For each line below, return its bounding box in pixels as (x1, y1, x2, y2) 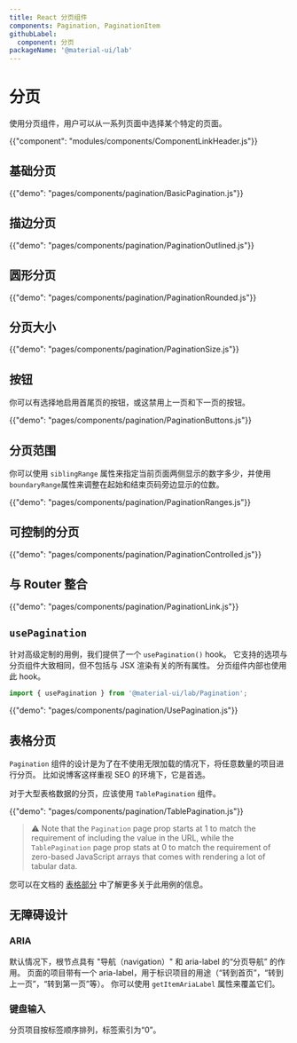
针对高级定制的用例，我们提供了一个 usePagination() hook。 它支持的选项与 (9, 649, 288, 660)
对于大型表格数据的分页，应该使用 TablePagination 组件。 (9, 788, 222, 799)
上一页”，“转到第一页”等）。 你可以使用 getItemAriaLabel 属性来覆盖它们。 (9, 978, 280, 989)
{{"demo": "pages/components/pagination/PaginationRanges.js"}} (9, 496, 251, 507)
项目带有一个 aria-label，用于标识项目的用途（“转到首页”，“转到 (50, 967, 284, 977)
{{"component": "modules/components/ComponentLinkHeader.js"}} (9, 136, 259, 146)
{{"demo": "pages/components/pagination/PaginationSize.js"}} (9, 344, 239, 355)
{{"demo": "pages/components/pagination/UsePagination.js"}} (9, 705, 238, 715)
